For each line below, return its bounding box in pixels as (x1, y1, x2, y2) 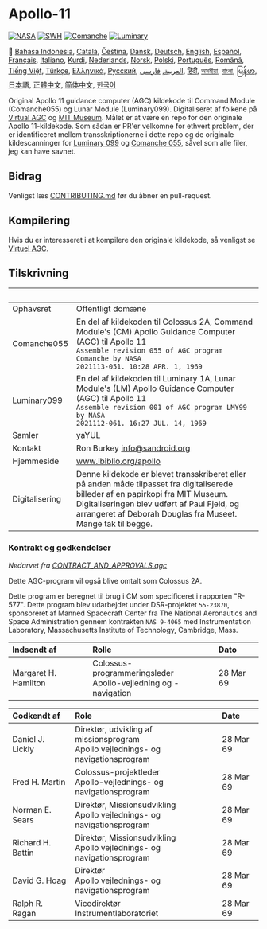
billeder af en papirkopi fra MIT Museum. (75, 489, 229, 500)
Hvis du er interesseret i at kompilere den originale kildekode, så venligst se (8, 235, 256, 244)
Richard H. (12, 837, 52, 848)
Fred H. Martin (12, 776, 66, 787)
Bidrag (8, 170, 42, 183)
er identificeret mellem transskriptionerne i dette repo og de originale (8, 129, 234, 139)
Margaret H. (12, 667, 57, 678)
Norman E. (12, 804, 52, 815)
